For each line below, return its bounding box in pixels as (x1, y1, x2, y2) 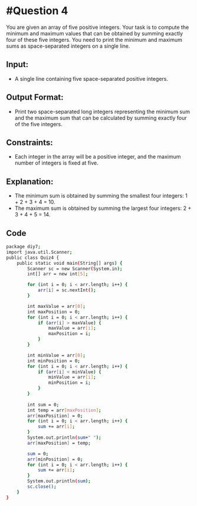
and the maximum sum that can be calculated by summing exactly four (14, 114, 187, 121)
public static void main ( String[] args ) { (17, 260, 123, 266)
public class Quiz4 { (6, 255, 60, 261)
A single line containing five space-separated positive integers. (14, 75, 169, 82)
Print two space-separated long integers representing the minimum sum (14, 108, 191, 115)
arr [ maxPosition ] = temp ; (27, 440, 91, 446)
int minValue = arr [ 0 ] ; (27, 352, 86, 358)
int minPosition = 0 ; (27, 358, 81, 364)
